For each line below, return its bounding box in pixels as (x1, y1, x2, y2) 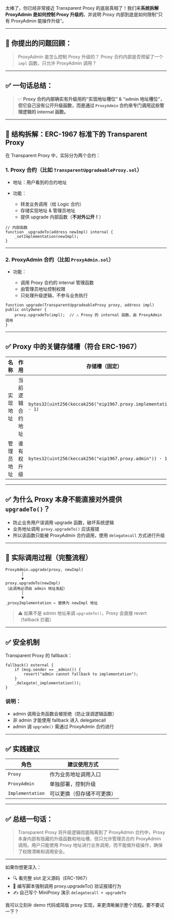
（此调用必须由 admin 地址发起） (5, 586, 68, 591)
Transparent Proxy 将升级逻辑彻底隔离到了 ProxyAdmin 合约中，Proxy (17, 829, 165, 835)
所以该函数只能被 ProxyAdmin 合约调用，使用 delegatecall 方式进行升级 (12, 532, 165, 538)
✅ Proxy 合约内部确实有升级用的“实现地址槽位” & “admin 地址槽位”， (17, 96, 165, 102)
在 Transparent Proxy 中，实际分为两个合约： (5, 152, 101, 158)
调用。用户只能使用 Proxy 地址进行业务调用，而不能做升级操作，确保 (17, 842, 163, 848)
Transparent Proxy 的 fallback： (5, 652, 73, 659)
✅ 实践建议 (5, 744, 40, 753)
